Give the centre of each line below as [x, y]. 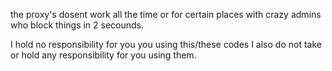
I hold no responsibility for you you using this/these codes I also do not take [166, 44]
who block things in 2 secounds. [77, 25]
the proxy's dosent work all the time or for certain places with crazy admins [166, 14]
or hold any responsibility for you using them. [103, 55]
